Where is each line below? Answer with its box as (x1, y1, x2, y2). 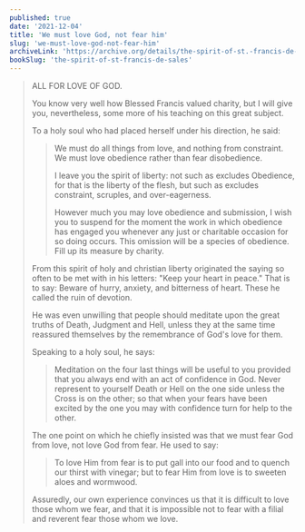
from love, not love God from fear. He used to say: (31, 439, 220, 450)
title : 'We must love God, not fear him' (9, 30, 169, 39)
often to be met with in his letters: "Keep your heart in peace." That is (31, 273, 290, 283)
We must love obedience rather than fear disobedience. (54, 153, 263, 163)
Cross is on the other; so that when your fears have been (54, 393, 268, 404)
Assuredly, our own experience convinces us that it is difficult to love (31, 494, 290, 505)
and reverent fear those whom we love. (31, 514, 179, 524)
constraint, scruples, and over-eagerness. (54, 190, 212, 200)
